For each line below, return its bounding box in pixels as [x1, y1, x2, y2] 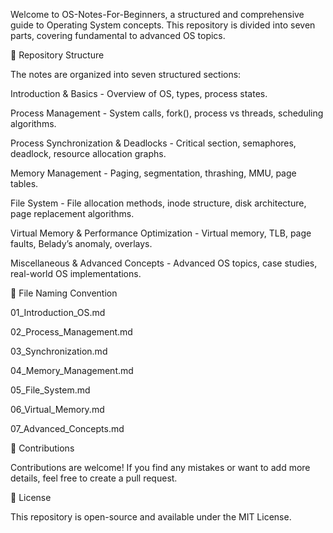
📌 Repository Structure [10, 49, 105, 61]
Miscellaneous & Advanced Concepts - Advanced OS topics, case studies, [10, 257, 318, 269]
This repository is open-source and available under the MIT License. [10, 511, 292, 523]
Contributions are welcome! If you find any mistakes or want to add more [10, 462, 311, 473]
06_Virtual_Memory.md [10, 404, 105, 415]
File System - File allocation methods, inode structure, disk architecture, [10, 197, 307, 209]
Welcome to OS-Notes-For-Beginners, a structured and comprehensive [10, 9, 305, 20]
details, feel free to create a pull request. [10, 472, 178, 484]
